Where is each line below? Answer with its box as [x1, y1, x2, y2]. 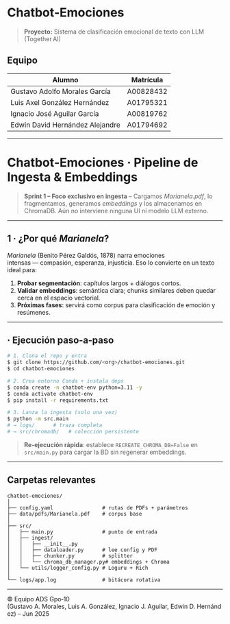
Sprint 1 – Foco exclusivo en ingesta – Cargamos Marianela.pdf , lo [23, 192, 213, 200]
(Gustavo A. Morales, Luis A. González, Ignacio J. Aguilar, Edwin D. [7, 602, 196, 610]
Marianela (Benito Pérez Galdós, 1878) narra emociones [7, 251, 166, 259]
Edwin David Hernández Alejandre [10, 120, 121, 130]
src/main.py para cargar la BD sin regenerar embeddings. [23, 448, 187, 456]
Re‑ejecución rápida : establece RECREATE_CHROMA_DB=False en [23, 440, 199, 448]
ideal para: [7, 265, 38, 274]
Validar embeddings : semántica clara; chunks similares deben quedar [16, 286, 216, 294]
